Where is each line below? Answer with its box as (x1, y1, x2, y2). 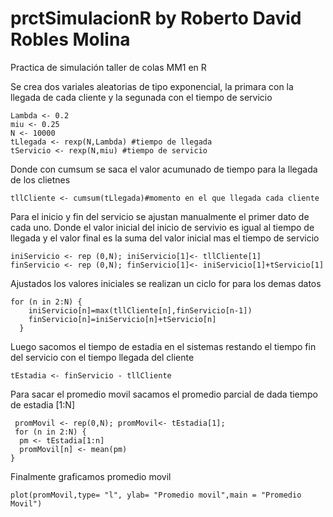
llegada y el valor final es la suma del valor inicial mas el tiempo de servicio (10, 232, 320, 244)
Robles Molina (10, 28, 131, 51)
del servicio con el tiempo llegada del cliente (10, 351, 195, 363)
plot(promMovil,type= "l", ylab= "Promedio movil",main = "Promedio (10, 490, 302, 500)
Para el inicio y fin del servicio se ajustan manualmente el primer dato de (10, 210, 310, 222)
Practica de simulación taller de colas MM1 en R (10, 61, 207, 73)
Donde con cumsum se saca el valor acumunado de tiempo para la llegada (10, 163, 318, 175)
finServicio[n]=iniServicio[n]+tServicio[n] (28, 314, 217, 324)
